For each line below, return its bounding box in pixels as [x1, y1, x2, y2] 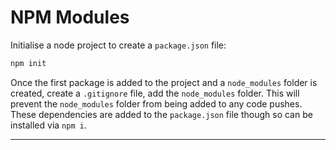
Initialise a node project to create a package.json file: [10, 39, 227, 51]
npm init [10, 58, 47, 68]
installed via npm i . [10, 119, 87, 131]
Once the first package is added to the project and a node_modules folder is [10, 76, 318, 88]
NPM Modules [10, 6, 130, 29]
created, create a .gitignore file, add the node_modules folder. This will [10, 87, 300, 99]
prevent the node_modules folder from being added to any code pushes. [10, 97, 303, 110]
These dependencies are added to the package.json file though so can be [10, 108, 313, 120]
